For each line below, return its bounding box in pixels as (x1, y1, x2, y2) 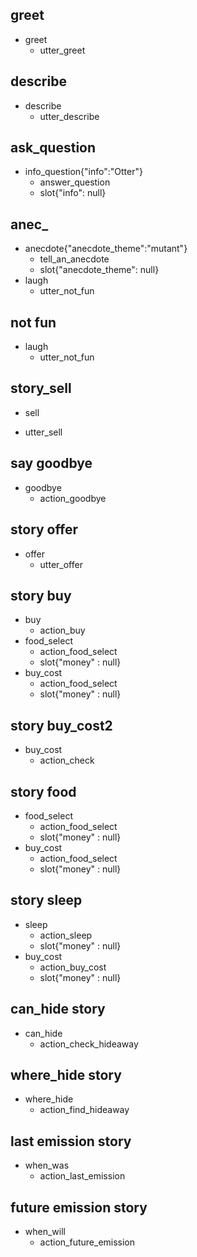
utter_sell (24, 426, 63, 438)
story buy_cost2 (10, 717, 113, 734)
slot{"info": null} (39, 187, 107, 199)
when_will (24, 1226, 66, 1237)
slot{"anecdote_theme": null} (39, 264, 160, 276)
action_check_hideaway (39, 1038, 139, 1050)
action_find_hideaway (39, 1104, 130, 1116)
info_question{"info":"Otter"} (24, 166, 143, 178)
